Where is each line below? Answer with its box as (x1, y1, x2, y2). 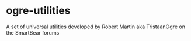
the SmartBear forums (6, 29, 60, 36)
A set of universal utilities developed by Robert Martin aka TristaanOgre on (6, 23, 186, 30)
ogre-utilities (6, 4, 71, 17)
